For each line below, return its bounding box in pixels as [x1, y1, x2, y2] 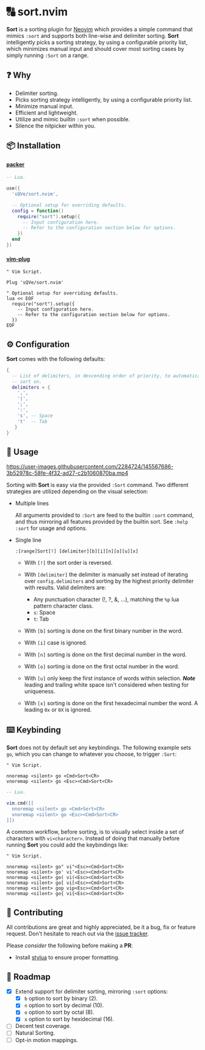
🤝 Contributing [6, 907, 63, 918]
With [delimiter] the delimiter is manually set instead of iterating [24, 571, 188, 578]
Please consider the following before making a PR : [6, 942, 133, 950]
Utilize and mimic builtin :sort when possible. [15, 115, 130, 123]
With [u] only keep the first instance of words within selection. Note [24, 674, 196, 682]
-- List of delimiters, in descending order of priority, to [12, 372, 171, 379]
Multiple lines [15, 500, 49, 507]
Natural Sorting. [15, 1029, 56, 1037]
